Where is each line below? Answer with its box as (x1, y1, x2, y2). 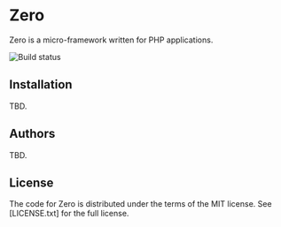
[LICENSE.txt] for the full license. (9, 208, 129, 219)
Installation (9, 77, 73, 93)
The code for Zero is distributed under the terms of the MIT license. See (9, 199, 272, 209)
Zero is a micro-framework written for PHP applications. (9, 34, 214, 45)
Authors (9, 126, 56, 141)
